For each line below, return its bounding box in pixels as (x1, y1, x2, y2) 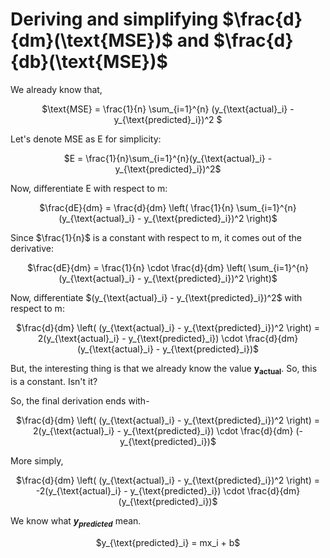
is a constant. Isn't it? (10, 375, 98, 387)
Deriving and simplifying (10, 8, 219, 31)
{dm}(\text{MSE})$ (10, 29, 174, 52)
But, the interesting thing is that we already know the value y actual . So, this (10, 362, 318, 377)
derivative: (10, 242, 54, 254)
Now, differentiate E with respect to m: (10, 182, 168, 194)
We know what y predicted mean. (10, 514, 142, 529)
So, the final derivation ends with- (10, 394, 150, 407)
